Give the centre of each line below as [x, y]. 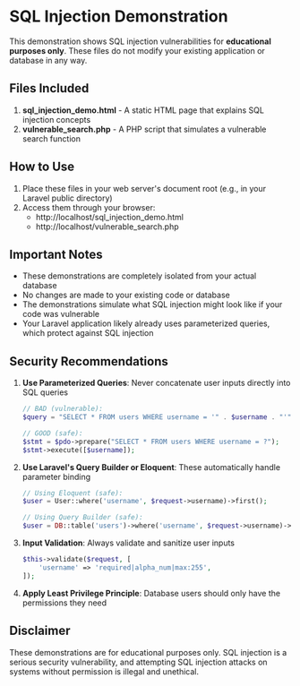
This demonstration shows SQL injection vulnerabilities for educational [140, 41]
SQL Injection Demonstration [119, 17]
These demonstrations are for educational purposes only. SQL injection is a [148, 652]
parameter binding [56, 476]
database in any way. [48, 60]
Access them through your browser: [89, 207]
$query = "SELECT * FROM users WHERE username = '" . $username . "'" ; [159, 417]
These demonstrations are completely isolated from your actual [139, 276]
